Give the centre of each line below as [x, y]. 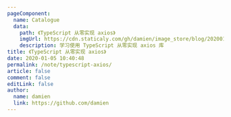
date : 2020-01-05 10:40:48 [46, 58]
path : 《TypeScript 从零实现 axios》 [67, 33]
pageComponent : [29, 13]
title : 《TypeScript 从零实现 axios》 [57, 52]
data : [21, 26]
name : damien [32, 97]
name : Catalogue [36, 20]
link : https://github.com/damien [61, 103]
